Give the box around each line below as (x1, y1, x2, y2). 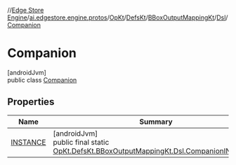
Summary (139, 117, 173, 127)
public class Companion (7, 76, 77, 84)
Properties (7, 96, 55, 108)
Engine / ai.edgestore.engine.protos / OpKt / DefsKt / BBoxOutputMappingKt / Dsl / (7, 13, 228, 22)
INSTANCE (11, 137, 46, 147)
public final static (52, 137, 110, 147)
